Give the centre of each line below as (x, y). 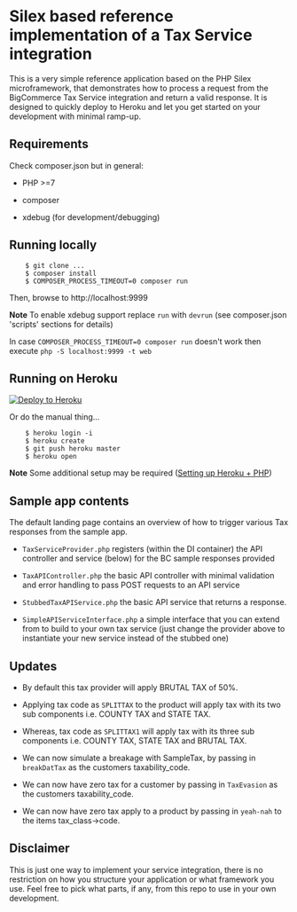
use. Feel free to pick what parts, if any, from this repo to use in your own (143, 888)
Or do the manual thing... (55, 417)
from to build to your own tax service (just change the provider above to (153, 629)
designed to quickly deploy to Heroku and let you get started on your (135, 106)
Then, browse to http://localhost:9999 (78, 297)
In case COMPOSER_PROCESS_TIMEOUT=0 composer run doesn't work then (135, 341)
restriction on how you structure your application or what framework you (142, 879)
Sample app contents (69, 501)
